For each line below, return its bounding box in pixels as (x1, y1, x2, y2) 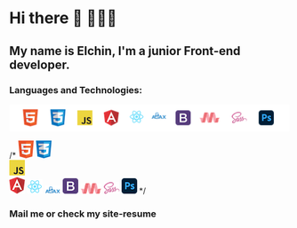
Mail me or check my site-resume (9, 208, 157, 220)
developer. (9, 57, 70, 72)
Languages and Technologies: (9, 83, 142, 96)
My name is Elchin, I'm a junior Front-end (9, 43, 241, 59)
